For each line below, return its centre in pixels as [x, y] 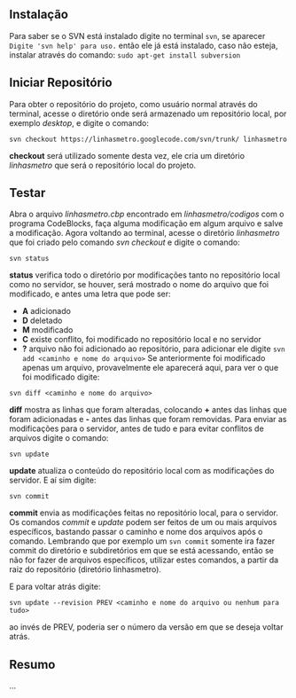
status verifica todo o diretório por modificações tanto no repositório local [145, 275]
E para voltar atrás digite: [55, 587]
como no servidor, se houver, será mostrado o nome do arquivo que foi [139, 285]
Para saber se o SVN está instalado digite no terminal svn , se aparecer [137, 35]
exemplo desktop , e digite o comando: [79, 122]
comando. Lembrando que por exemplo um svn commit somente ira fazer [142, 541]
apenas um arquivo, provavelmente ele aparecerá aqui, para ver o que [150, 368]
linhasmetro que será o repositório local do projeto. [103, 165]
